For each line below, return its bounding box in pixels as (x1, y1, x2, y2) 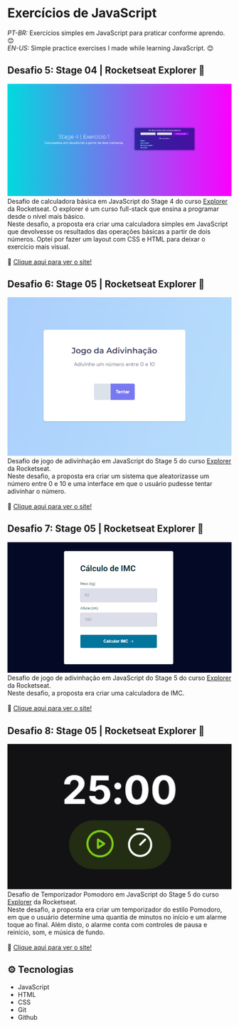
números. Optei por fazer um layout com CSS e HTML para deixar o (7, 234, 206, 243)
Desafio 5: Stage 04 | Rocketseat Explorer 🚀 (7, 64, 205, 76)
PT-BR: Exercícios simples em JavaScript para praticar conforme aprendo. (7, 29, 225, 37)
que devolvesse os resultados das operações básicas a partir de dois (7, 227, 211, 236)
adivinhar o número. (7, 487, 66, 495)
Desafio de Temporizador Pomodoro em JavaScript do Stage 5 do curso (7, 889, 219, 899)
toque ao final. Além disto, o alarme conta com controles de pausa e (7, 920, 208, 929)
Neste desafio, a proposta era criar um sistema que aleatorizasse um (7, 472, 210, 480)
